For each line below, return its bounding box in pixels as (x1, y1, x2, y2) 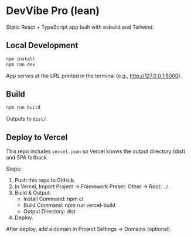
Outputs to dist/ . (6, 115, 48, 123)
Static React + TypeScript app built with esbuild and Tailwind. (6, 23, 154, 30)
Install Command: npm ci (23, 195, 84, 202)
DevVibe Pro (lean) (6, 4, 100, 18)
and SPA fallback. (6, 154, 49, 161)
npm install (6, 56, 35, 62)
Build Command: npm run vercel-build (23, 202, 115, 209)
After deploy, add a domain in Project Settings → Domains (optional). (6, 226, 172, 232)
